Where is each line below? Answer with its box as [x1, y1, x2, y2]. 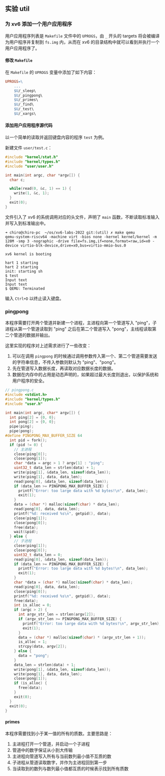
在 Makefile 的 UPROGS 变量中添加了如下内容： [5, 69, 97, 75]
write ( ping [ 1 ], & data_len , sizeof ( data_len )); [14, 470, 111, 475]
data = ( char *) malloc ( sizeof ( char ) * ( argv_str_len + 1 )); [18, 635, 146, 640]
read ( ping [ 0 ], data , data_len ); [14, 584, 80, 589]
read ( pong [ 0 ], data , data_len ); [14, 507, 80, 512]
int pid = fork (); [9, 438, 48, 443]
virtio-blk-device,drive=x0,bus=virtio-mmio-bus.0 [20, 243, 126, 248]
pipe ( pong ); [9, 428, 34, 434]
